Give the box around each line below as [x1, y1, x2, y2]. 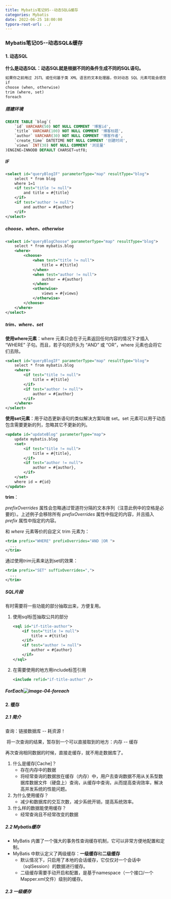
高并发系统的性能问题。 [20, 785, 70, 792]
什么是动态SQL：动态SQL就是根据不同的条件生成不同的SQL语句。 [5, 65, 144, 71]
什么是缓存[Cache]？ [12, 760, 57, 767]
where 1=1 [14, 181, 36, 186]
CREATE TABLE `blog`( [5, 119, 51, 124]
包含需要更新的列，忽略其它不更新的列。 [5, 422, 90, 428]
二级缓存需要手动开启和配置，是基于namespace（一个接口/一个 [20, 869, 154, 876]
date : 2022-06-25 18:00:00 [5, 17, 63, 22]
